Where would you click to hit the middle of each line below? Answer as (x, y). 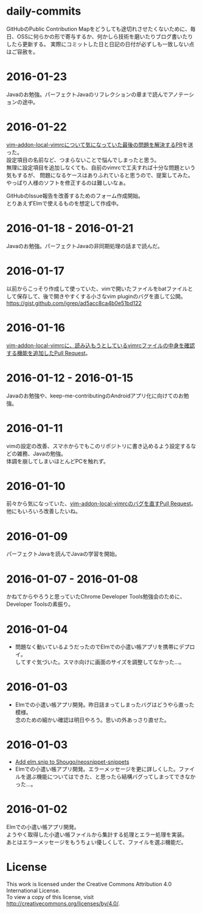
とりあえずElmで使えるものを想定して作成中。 (64, 203)
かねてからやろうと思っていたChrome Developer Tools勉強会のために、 (96, 597)
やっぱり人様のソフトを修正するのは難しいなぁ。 (68, 183)
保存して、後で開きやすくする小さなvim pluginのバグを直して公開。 (101, 296)
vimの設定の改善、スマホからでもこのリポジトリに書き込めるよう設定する (99, 446)
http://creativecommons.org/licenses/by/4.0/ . (63, 904)
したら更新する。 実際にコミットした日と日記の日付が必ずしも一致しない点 (100, 44)
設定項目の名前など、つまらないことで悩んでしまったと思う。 (83, 160)
